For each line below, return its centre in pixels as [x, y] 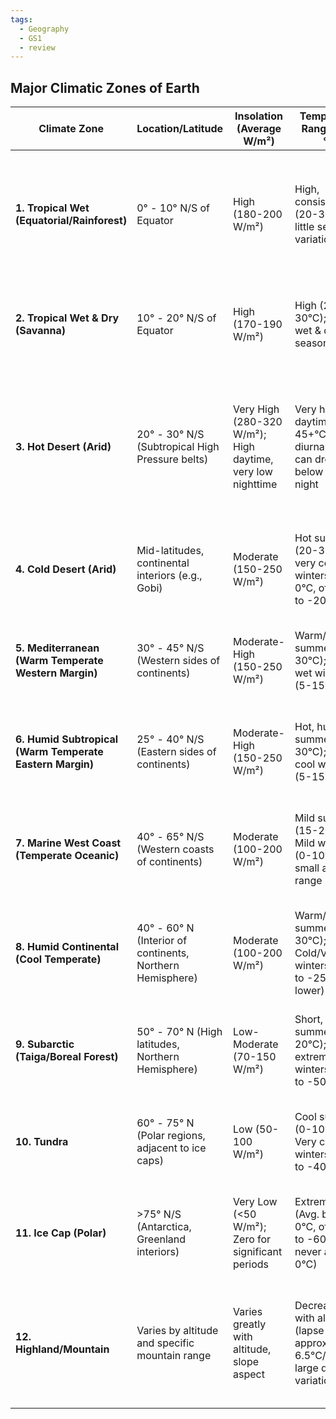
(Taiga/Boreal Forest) [67, 1057]
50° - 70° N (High [179, 1032]
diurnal [311, 447]
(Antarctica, [164, 1227]
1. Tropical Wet [52, 208]
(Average [259, 129]
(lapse [309, 1331]
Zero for [252, 1239]
